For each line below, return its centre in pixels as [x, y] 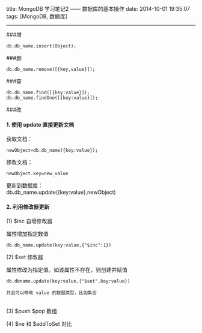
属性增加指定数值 [27, 234]
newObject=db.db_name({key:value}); [52, 151]
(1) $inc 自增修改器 [29, 221]
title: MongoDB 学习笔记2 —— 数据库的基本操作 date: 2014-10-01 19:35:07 [98, 9]
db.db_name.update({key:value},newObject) [61, 192]
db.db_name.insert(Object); [41, 46]
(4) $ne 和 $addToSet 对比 [39, 324]
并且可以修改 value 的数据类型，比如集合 [52, 293]
